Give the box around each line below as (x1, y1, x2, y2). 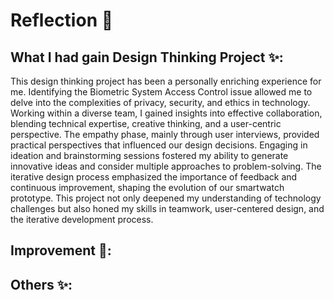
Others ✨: (10, 276, 73, 293)
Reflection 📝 (10, 9, 114, 32)
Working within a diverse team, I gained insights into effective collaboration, (10, 107, 323, 119)
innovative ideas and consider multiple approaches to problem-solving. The (10, 160, 322, 172)
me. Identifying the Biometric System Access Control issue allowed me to (10, 86, 313, 98)
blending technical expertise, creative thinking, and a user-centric (10, 118, 282, 129)
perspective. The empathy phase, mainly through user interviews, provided (10, 129, 320, 140)
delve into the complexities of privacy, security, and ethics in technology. (10, 97, 311, 108)
